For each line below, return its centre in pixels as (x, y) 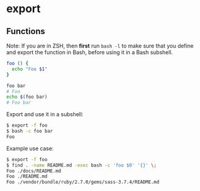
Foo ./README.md (27, 176)
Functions (26, 31)
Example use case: (30, 148)
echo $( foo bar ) (27, 97)
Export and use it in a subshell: (45, 114)
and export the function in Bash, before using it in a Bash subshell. (90, 52)
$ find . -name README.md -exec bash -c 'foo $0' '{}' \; (81, 165)
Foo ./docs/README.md (34, 171)
